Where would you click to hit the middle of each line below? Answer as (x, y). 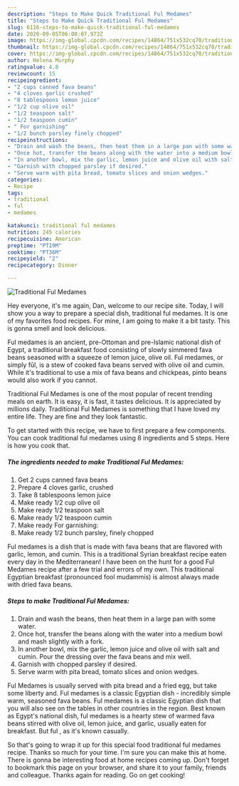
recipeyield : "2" (33, 259)
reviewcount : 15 (31, 73)
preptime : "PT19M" (34, 245)
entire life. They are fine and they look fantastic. (78, 417)
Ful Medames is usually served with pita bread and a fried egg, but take (112, 686)
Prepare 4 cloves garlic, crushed (65, 487)
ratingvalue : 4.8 (33, 67)
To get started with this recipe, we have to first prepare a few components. (117, 430)
